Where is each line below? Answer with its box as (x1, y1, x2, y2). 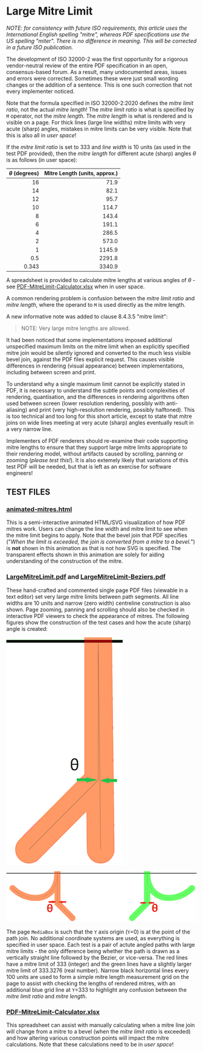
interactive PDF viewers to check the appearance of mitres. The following (6, 612, 189, 619)
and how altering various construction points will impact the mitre (6, 1034, 169, 1041)
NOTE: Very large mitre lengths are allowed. (21, 325, 130, 332)
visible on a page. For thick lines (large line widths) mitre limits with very (6, 118, 186, 126)
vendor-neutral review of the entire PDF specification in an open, (6, 62, 168, 69)
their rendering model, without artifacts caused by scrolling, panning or (6, 450, 184, 457)
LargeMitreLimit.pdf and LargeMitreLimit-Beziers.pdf (6, 573, 166, 581)
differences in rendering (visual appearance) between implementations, (6, 362, 185, 369)
